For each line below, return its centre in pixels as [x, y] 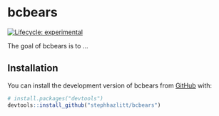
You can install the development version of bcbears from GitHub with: [110, 85]
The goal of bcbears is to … [48, 46]
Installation [33, 68]
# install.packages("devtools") [55, 98]
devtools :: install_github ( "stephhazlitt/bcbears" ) [84, 105]
